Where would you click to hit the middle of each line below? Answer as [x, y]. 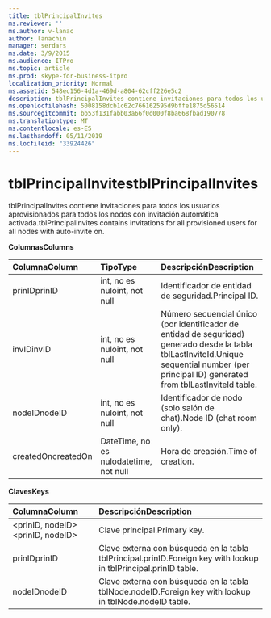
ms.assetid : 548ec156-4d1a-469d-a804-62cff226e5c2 [95, 91]
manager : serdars [38, 46]
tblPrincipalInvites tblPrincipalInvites [133, 183]
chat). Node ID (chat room [209, 418]
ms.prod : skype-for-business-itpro [68, 76]
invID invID [32, 350]
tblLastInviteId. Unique [202, 355]
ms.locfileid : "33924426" [52, 143]
